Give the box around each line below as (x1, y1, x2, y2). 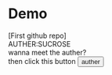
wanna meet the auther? (8, 47, 87, 57)
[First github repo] (8, 31, 67, 40)
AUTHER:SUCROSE (8, 39, 71, 48)
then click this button (8, 56, 76, 66)
